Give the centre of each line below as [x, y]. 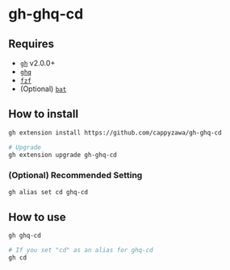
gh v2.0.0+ [38, 63]
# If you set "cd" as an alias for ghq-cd [81, 251]
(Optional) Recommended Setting [75, 176]
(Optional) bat [43, 89]
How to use [37, 217]
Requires [31, 44]
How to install [44, 114]
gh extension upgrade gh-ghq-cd [63, 155]
